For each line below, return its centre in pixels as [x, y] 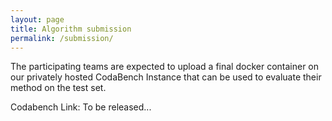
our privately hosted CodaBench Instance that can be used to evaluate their [166, 77]
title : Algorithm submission [71, 29]
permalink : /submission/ [62, 38]
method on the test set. [58, 88]
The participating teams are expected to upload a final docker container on [165, 67]
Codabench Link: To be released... [81, 107]
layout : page [37, 19]
